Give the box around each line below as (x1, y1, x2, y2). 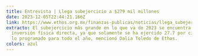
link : (6, 19, 19, 25)
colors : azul (6, 41, 38, 47)
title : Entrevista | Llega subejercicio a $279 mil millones (6, 8, 160, 15)
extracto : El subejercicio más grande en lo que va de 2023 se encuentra (6, 24, 192, 31)
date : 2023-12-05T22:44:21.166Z (6, 14, 85, 20)
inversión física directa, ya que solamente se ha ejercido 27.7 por (11, 30, 186, 36)
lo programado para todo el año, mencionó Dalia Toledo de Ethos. (11, 36, 178, 41)
